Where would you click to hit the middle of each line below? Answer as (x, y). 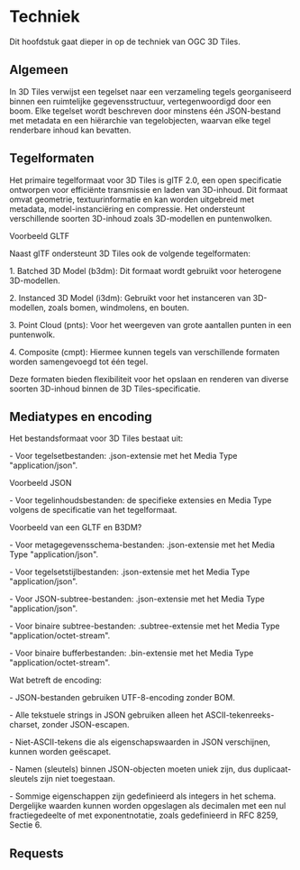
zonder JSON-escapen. (86, 725)
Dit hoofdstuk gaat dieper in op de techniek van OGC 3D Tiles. (125, 41)
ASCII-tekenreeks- (240, 715)
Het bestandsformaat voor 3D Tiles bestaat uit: (96, 438)
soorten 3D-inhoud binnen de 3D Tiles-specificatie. (105, 389)
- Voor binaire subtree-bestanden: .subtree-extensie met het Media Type (145, 626)
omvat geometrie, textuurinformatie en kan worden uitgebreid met (132, 199)
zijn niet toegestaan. (77, 779)
